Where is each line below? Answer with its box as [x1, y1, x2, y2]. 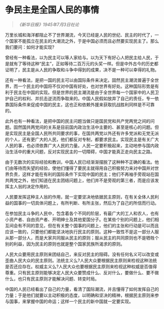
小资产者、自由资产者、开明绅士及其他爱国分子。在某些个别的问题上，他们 [5, 216, 155, 222]
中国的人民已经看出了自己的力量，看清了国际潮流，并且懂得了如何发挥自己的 [5, 286, 159, 292]
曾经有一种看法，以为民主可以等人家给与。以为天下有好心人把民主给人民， [5, 54, 155, 60]
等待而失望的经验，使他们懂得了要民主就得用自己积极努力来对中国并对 [13, 165, 155, 171]
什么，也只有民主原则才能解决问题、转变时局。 [5, 276, 99, 282]
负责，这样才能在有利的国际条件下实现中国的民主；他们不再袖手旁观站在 [9, 171, 155, 177]
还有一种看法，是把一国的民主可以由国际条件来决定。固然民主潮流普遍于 [5, 77, 150, 83]
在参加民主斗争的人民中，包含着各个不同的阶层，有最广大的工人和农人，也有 [5, 210, 159, 216]
